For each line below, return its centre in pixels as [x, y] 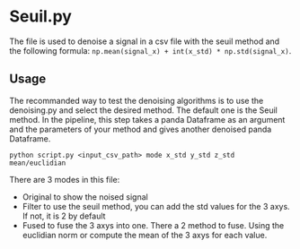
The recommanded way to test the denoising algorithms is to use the [137, 100]
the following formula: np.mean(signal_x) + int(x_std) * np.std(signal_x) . [150, 50]
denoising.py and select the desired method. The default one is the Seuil [144, 110]
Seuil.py [40, 17]
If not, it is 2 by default [64, 216]
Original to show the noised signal [85, 197]
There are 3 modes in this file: [65, 179]
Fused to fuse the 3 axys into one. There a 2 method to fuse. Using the [153, 225]
